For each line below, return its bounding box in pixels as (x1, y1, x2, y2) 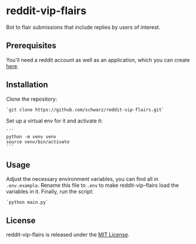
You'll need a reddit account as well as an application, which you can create (6, 56, 190, 63)
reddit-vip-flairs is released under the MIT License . (6, 231, 129, 238)
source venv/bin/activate (6, 139, 69, 145)
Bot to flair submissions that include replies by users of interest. (6, 24, 161, 31)
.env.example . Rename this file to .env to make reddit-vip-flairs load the (6, 182, 180, 189)
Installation (6, 80, 48, 90)
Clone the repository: (6, 95, 58, 103)
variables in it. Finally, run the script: (6, 188, 94, 195)
